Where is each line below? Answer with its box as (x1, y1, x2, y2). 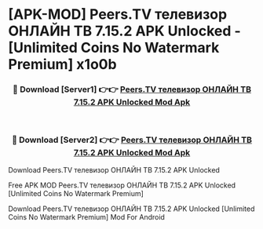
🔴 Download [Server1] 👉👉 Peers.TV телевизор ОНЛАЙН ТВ (13, 84, 251, 95)
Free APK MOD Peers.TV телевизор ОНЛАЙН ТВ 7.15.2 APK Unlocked (8, 180, 236, 190)
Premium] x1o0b (8, 56, 117, 74)
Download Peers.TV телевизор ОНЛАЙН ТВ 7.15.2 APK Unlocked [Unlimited (8, 204, 255, 213)
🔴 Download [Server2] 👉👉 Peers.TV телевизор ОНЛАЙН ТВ (11, 135, 253, 146)
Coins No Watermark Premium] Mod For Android (8, 212, 165, 221)
